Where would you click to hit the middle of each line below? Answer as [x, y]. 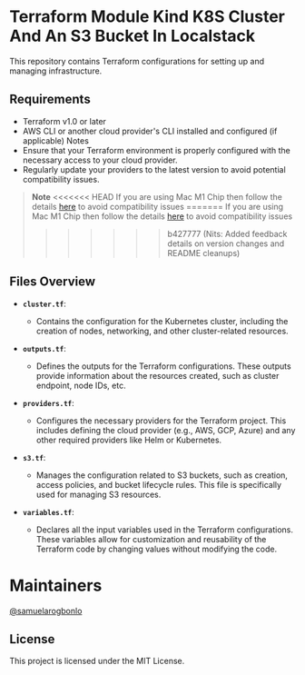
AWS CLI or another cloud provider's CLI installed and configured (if [150, 131]
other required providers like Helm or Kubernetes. [129, 440]
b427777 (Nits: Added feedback [227, 233]
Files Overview [53, 282]
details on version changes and [226, 243]
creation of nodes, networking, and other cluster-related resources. [162, 331]
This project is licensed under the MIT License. [97, 661]
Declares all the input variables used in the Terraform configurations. [164, 530]
